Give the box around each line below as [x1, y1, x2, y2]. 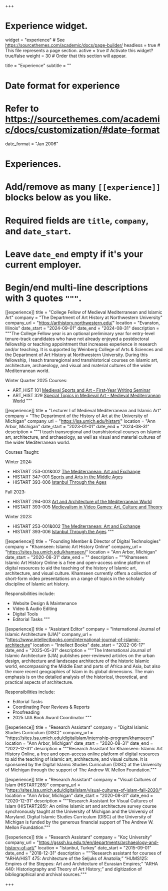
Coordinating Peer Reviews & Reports [12, 704, 90, 710]
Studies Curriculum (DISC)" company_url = [5, 729, 93, 735]
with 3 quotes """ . [5, 292, 82, 304]
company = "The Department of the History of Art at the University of [5, 413, 148, 419]
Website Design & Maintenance [12, 600, 77, 606]
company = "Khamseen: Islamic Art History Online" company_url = [5, 543, 142, 549]
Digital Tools [12, 611, 38, 617]
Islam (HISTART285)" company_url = [5, 782, 81, 788]
